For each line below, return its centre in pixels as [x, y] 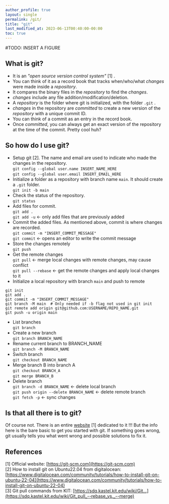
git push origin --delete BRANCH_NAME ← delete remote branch [79, 392]
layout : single [21, 15]
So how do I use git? [37, 145]
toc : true [16, 33]
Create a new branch [34, 333]
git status [24, 201]
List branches [27, 322]
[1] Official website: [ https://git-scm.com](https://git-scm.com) [70, 464]
